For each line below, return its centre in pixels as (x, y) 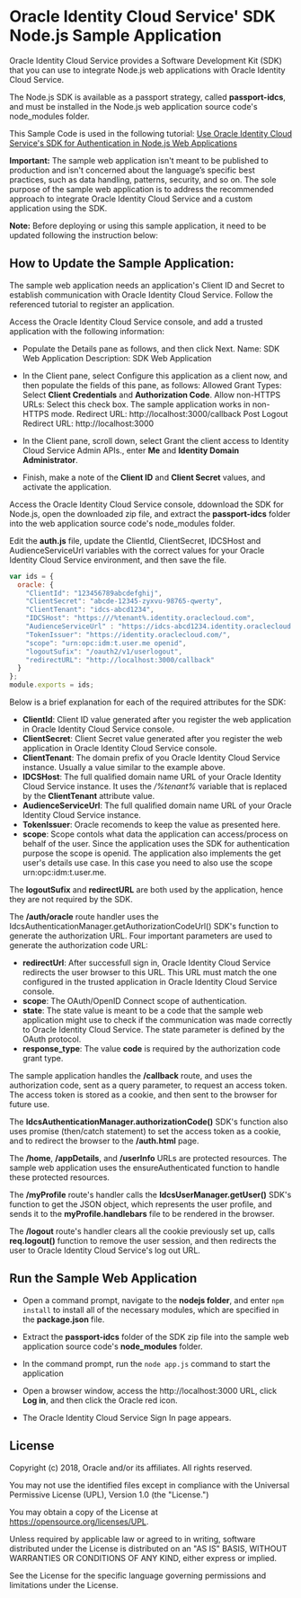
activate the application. (67, 486)
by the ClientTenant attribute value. (89, 796)
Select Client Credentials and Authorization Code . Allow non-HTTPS (151, 395)
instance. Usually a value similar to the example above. (124, 767)
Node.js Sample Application (115, 36)
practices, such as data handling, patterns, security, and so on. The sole (143, 179)
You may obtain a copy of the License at (84, 1512)
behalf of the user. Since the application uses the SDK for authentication (156, 843)
